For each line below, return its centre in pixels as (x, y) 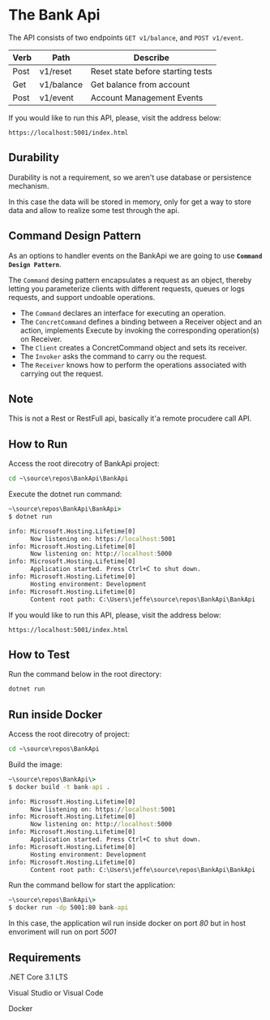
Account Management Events (147, 98)
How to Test (39, 654)
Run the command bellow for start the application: (92, 885)
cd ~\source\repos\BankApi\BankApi (69, 479)
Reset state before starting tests (151, 71)
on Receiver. (41, 338)
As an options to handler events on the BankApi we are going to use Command (135, 255)
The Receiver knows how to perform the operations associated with (133, 364)
